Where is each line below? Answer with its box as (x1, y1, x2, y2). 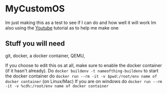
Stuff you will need (5, 39, 65, 48)
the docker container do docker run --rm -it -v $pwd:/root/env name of (5, 73, 157, 79)
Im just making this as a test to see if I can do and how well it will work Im (5, 19, 156, 25)
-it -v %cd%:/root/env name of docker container (5, 83, 109, 88)
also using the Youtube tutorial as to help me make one (5, 24, 119, 30)
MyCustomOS (5, 3, 65, 14)
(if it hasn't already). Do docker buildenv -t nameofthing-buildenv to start (5, 67, 159, 73)
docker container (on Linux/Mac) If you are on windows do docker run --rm (5, 78, 162, 84)
